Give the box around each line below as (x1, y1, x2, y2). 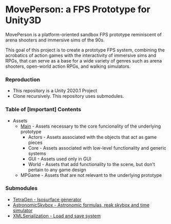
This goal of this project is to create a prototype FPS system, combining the (5, 47, 165, 53)
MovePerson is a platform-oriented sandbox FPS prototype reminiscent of (5, 31, 162, 37)
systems (28, 150, 46, 156)
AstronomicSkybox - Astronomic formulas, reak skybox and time (12, 201, 150, 208)
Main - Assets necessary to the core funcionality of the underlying (20, 123, 161, 129)
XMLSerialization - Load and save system (12, 213, 101, 219)
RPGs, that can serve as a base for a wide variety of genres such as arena (5, 57, 162, 64)
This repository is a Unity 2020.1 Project (12, 88, 98, 94)
